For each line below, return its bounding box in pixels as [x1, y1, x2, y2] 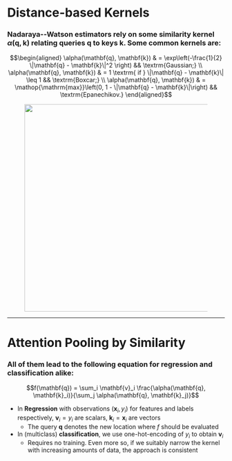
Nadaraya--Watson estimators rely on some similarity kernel [7, 30, 215, 39]
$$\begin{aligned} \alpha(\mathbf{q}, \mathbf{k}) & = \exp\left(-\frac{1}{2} [10, 54, 222, 62]
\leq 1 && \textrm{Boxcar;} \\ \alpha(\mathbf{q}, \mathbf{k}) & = [26, 76, 206, 84]
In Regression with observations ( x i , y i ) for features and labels [17, 404, 194, 414]
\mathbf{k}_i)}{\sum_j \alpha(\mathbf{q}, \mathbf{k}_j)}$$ [32, 391, 200, 399]
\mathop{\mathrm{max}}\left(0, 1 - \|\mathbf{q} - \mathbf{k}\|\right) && [14, 83, 217, 91]
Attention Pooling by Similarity [7, 335, 186, 350]
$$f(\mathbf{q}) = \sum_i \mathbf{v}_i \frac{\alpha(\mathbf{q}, [26, 384, 206, 392]
